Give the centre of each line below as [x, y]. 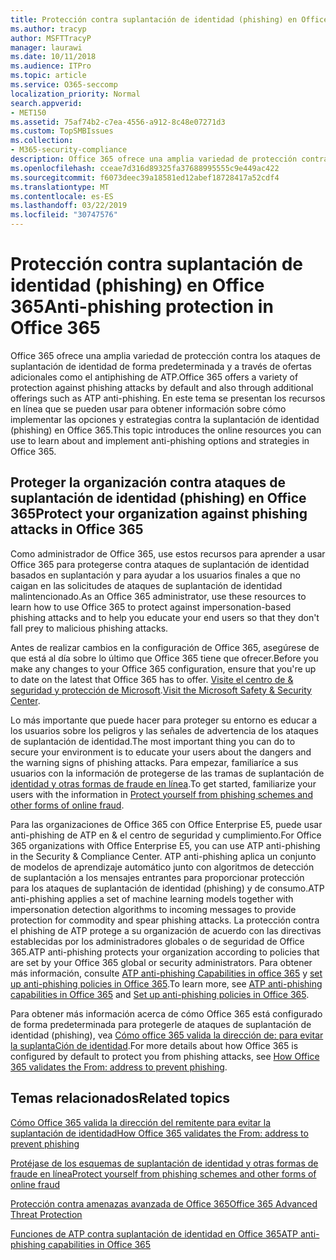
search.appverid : [46, 103]
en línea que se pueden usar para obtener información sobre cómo [148, 408]
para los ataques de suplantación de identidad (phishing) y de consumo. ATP [167, 888]
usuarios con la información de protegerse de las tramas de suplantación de [167, 773]
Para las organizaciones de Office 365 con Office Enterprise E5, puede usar [166, 824]
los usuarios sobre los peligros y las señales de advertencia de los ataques [164, 730]
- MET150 [28, 112]
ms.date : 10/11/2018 [53, 57]
